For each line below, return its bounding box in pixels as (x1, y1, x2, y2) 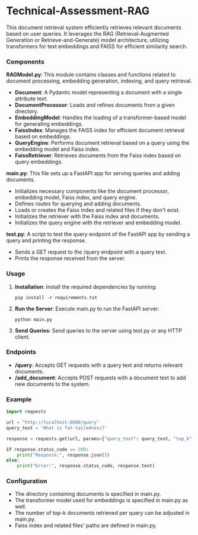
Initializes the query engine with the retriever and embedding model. (14, 219, 182, 226)
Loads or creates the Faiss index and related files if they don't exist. (14, 207, 180, 214)
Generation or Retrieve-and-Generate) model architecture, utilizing (6, 36, 169, 43)
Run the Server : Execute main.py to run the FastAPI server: (14, 305, 160, 312)
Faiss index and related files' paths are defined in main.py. (14, 522, 157, 529)
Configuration (6, 477, 47, 485)
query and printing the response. (6, 237, 87, 244)
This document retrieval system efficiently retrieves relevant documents (6, 24, 182, 31)
